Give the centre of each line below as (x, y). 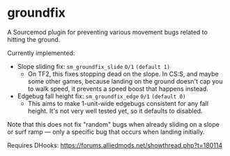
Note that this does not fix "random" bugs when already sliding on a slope (113, 124)
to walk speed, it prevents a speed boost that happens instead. (118, 88)
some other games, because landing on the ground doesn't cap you (125, 81)
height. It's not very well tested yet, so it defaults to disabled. (115, 111)
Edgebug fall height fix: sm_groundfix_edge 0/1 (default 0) (101, 96)
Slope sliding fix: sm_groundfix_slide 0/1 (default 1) (94, 66)
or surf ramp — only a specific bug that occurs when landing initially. (106, 132)
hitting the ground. (34, 39)
